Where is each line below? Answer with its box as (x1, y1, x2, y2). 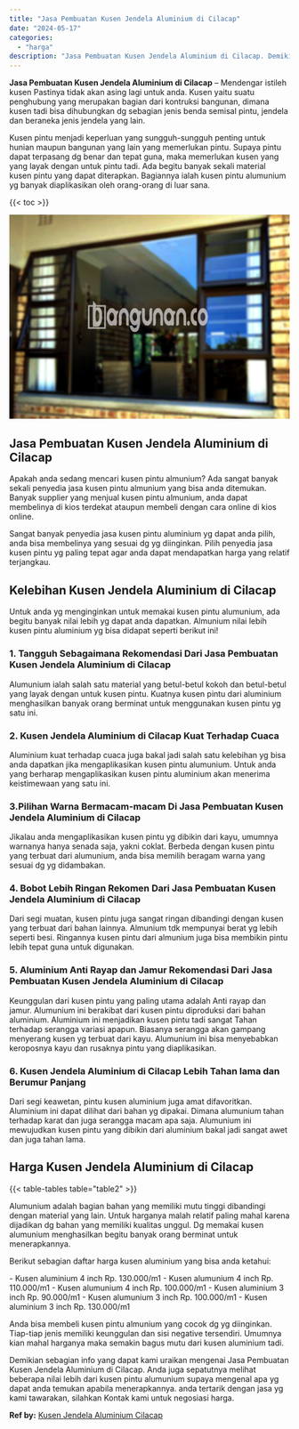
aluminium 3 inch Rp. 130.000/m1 (9, 1301, 131, 1312)
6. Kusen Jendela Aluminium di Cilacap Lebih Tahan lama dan (9, 1064, 280, 1077)
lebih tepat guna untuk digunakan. (9, 941, 135, 952)
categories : (9, 33, 53, 42)
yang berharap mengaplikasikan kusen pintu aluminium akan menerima (9, 768, 271, 779)
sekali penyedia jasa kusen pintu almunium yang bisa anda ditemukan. (9, 483, 267, 494)
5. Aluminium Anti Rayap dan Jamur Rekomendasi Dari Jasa (9, 964, 273, 976)
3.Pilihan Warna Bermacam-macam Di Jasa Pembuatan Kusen (9, 800, 284, 812)
